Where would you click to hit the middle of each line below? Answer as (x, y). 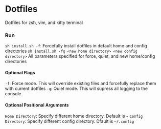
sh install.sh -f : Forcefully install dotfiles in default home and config (76, 46)
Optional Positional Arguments (37, 105)
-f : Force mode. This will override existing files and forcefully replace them (81, 84)
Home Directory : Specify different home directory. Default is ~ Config (74, 116)
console (13, 94)
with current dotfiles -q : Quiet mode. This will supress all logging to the (77, 88)
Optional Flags (20, 72)
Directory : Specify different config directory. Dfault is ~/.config (69, 121)
